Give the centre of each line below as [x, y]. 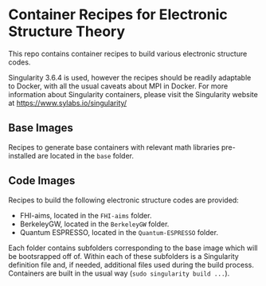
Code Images [42, 181]
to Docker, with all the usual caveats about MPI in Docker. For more [118, 86]
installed [22, 155]
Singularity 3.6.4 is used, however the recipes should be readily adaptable [130, 77]
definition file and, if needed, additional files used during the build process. [131, 264]
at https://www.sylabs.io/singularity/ [68, 103]
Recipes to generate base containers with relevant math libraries [114, 147]
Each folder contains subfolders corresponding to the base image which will [133, 248]
